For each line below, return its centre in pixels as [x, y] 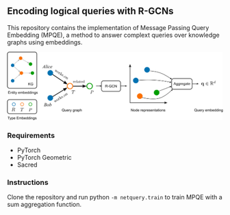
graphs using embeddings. [45, 42]
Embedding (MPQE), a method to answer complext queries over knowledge [114, 35]
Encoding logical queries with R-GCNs [90, 11]
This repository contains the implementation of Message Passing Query [108, 27]
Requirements [31, 135]
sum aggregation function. [44, 205]
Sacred [27, 165]
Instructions [28, 182]
